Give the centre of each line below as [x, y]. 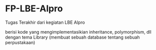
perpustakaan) [20, 42]
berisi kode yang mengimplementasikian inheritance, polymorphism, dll [78, 32]
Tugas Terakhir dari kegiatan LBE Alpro [45, 22]
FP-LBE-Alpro [34, 9]
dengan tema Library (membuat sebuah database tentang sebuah [73, 37]
